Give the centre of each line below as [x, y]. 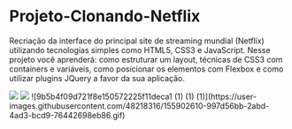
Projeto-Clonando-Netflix [105, 16]
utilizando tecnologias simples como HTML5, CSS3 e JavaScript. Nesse [140, 49]
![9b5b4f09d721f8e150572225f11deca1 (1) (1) [112, 96]
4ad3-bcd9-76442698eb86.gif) [67, 115]
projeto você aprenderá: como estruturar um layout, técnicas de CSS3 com [146, 59]
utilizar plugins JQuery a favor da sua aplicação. [97, 78]
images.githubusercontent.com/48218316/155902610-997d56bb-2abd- [139, 106]
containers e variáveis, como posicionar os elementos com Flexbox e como [146, 69]
